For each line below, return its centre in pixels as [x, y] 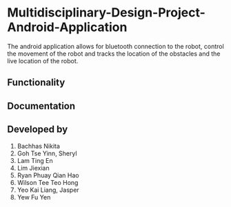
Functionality [36, 83]
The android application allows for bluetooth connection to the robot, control [115, 46]
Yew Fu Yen [34, 197]
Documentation [41, 106]
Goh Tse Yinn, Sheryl [47, 153]
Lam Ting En [35, 160]
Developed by [38, 130]
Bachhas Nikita [39, 146]
